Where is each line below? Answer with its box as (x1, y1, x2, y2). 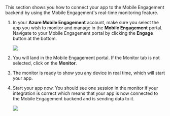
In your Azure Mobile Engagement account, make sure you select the (12, 20, 159, 25)
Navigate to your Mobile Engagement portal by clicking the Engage (12, 30, 153, 36)
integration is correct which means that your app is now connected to (12, 90, 158, 96)
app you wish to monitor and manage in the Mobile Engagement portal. (12, 25, 163, 31)
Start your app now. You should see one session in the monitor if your (12, 85, 158, 91)
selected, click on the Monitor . (12, 60, 77, 66)
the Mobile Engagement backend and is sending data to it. (12, 96, 134, 101)
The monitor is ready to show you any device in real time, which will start (12, 70, 165, 76)
